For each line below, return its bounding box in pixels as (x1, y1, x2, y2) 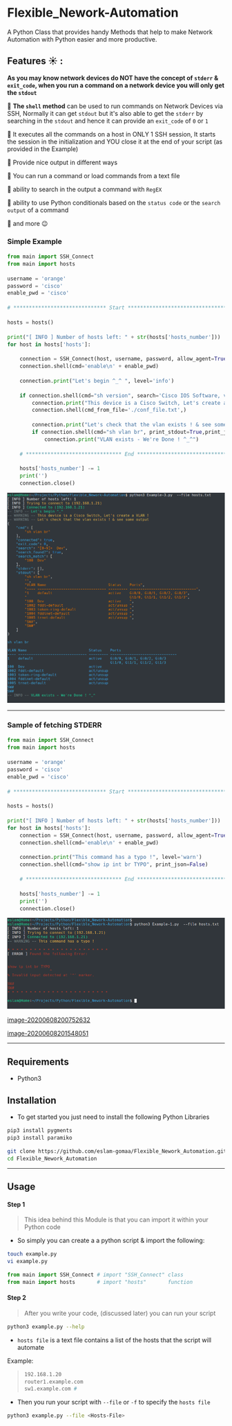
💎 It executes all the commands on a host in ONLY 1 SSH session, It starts (7, 130, 216, 138)
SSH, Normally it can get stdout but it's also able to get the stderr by (7, 109, 204, 117)
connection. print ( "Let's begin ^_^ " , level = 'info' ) (19, 377, 175, 384)
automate (17, 1343, 45, 1351)
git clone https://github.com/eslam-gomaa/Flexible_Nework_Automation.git (7, 1147, 227, 1155)
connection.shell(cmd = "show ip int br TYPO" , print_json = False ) (19, 861, 209, 868)
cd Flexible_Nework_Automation (7, 1155, 97, 1162)
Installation (7, 1094, 57, 1106)
